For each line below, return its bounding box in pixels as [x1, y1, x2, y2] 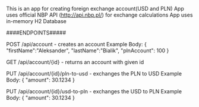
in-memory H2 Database [6, 18, 67, 24]
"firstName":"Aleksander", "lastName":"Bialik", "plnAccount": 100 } [6, 47, 169, 54]
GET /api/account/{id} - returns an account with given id [6, 59, 144, 65]
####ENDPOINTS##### [6, 29, 67, 36]
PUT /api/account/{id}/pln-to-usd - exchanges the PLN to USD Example [6, 70, 182, 77]
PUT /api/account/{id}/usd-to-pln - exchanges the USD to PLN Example [6, 88, 182, 95]
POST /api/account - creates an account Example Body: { [6, 41, 147, 48]
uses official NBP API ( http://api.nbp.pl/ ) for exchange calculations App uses [6, 11, 193, 18]
